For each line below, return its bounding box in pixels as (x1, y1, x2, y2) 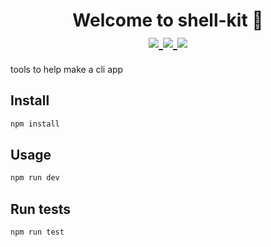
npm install (10, 119, 60, 129)
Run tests (10, 200, 71, 218)
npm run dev (10, 173, 60, 183)
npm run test (10, 227, 65, 238)
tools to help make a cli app (10, 63, 124, 75)
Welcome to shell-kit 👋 (72, 9, 264, 32)
